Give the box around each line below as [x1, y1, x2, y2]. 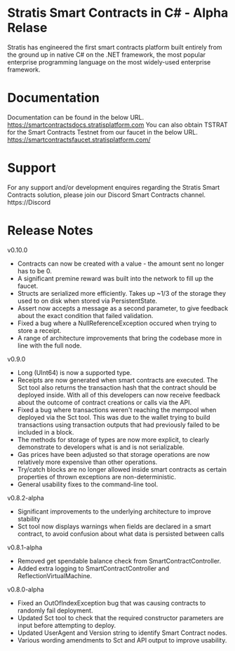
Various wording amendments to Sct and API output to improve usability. [17, 636, 227, 644]
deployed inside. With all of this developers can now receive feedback [17, 390, 221, 399]
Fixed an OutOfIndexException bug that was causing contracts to [17, 598, 206, 607]
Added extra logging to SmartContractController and [17, 564, 170, 573]
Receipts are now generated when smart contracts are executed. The [17, 376, 218, 384]
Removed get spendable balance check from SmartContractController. [17, 556, 222, 565]
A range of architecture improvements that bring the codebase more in [17, 334, 222, 342]
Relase [7, 20, 48, 36]
